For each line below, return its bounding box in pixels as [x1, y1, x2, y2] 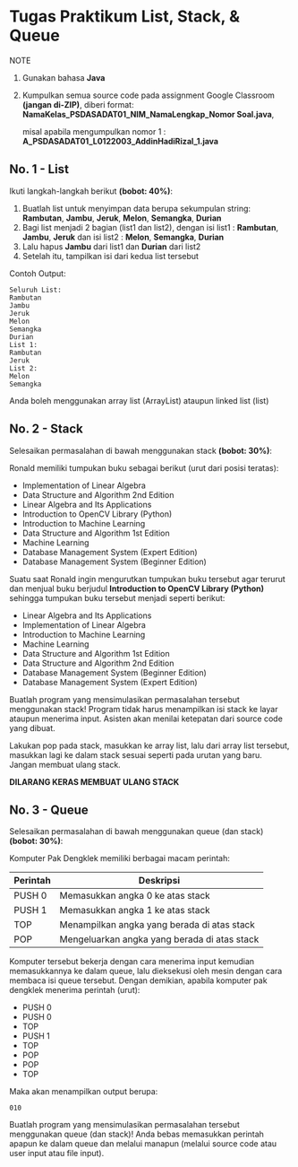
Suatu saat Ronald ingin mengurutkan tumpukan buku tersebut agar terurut [9, 573, 286, 584]
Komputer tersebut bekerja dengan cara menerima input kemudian [9, 956, 255, 967]
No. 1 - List [9, 161, 70, 177]
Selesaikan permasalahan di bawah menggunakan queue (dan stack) [9, 826, 264, 837]
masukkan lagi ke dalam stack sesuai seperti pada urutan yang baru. [9, 749, 262, 760]
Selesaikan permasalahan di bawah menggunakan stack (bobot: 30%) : [9, 445, 273, 456]
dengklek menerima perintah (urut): [9, 985, 140, 996]
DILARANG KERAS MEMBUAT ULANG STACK [9, 776, 180, 787]
